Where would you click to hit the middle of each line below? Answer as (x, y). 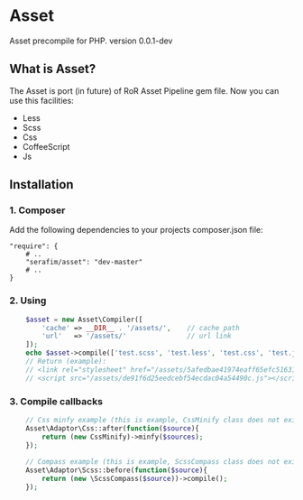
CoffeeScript (46, 146)
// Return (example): (66, 362)
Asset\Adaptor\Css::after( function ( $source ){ (113, 428)
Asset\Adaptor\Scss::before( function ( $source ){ (116, 470)
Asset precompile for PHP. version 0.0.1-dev (91, 41)
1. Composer (37, 210)
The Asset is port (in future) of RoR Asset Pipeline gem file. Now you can (144, 90)
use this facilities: (41, 100)
